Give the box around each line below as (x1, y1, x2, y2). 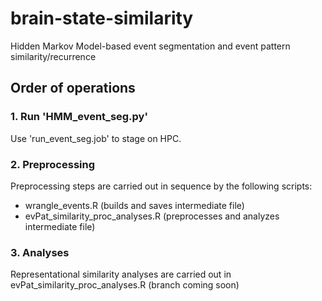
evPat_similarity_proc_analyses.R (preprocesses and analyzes (24, 210, 280, 222)
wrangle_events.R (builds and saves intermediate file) (24, 199, 245, 211)
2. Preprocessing (10, 157, 96, 171)
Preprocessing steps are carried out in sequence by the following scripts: (10, 180, 313, 192)
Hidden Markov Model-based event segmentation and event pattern (10, 40, 291, 52)
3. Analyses (10, 245, 70, 259)
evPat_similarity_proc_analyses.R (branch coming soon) (10, 279, 240, 291)
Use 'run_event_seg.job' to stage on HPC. (10, 132, 182, 144)
